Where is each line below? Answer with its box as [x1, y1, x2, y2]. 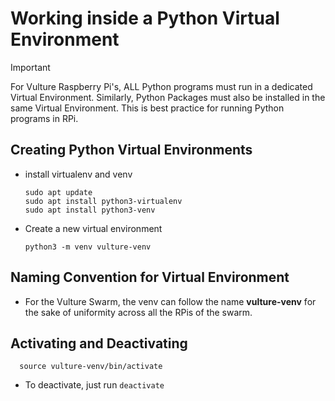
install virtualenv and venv [24, 168, 133, 180]
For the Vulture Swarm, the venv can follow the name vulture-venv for [24, 295, 317, 307]
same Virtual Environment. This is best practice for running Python [10, 102, 285, 114]
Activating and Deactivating [10, 335, 188, 352]
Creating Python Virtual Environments [10, 142, 253, 159]
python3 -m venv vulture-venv [24, 242, 152, 252]
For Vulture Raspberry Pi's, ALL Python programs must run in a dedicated [10, 80, 313, 92]
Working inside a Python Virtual [10, 7, 280, 30]
